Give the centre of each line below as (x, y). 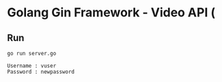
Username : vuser (32, 66)
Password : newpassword (41, 72)
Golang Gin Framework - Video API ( (111, 13)
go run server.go (32, 53)
